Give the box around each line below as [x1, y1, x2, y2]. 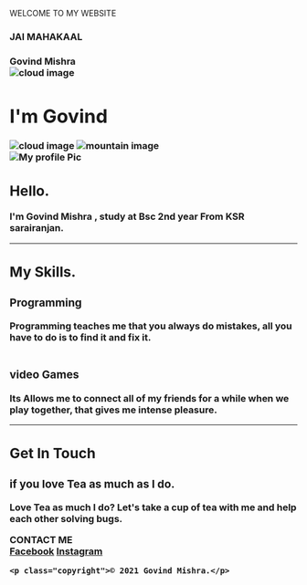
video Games [9, 367, 79, 382]
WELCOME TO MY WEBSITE [9, 8, 117, 18]
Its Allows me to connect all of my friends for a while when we [9, 392, 290, 404]
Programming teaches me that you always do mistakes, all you [9, 319, 292, 332]
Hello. [9, 182, 50, 200]
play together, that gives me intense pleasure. [9, 403, 217, 416]
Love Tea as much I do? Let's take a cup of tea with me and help [9, 501, 297, 514]
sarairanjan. [9, 222, 64, 235]
